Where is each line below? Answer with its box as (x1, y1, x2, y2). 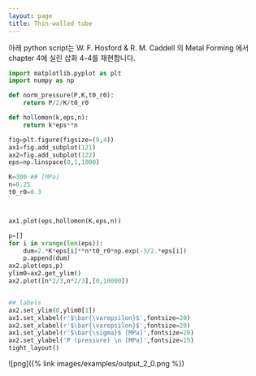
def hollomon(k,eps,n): (8, 114, 89, 122)
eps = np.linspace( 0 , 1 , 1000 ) (8, 158, 100, 166)
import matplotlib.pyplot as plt (8, 69, 122, 77)
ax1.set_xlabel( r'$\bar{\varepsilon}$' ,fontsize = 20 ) (8, 313, 191, 322)
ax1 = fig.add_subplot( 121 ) (8, 143, 96, 151)
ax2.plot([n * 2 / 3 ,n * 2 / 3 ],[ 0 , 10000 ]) (8, 277, 129, 285)
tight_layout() (8, 344, 60, 352)
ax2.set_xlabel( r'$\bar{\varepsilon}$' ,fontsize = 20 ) (8, 322, 191, 330)
